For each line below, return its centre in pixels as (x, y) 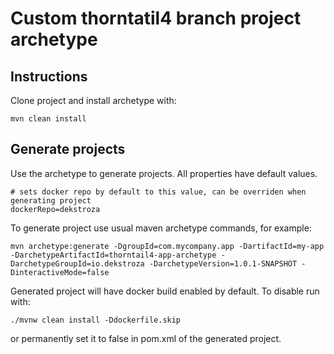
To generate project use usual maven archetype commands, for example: (161, 228)
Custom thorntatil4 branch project (156, 18)
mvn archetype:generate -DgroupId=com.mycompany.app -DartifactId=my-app (167, 246)
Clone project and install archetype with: (93, 100)
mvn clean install (48, 119)
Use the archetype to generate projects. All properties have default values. (164, 173)
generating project (51, 200)
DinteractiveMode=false (60, 272)
